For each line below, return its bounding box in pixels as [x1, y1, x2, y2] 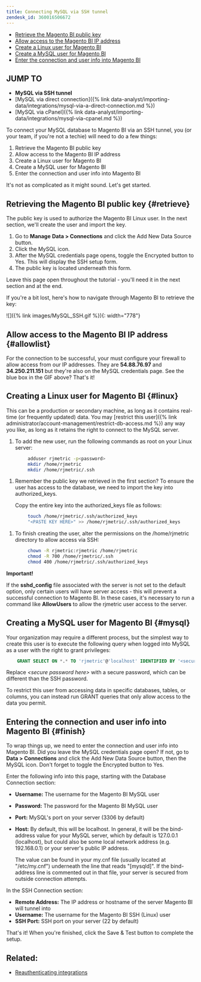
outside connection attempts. [14, 875, 87, 883]
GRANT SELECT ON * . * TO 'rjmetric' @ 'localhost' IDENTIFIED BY [17, 658, 175, 664]
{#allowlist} [6, 339, 51, 349]
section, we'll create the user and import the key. [6, 221, 127, 228]
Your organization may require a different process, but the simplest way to [6, 634, 189, 641]
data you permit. [6, 699, 47, 707]
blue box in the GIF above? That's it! [6, 374, 95, 381]
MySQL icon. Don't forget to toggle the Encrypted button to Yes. [6, 761, 165, 768]
